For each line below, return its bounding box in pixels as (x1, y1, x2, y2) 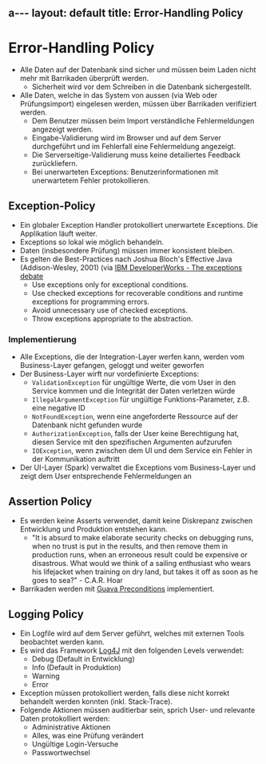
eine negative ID (31, 403, 85, 413)
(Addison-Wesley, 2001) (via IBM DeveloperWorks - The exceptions (19, 263, 242, 273)
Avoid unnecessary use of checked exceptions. (31, 305, 188, 315)
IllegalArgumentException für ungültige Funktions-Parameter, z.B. (31, 394, 250, 404)
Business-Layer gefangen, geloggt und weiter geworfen (19, 361, 204, 370)
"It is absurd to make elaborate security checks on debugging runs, (31, 533, 254, 543)
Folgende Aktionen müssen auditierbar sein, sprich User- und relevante (19, 705, 256, 715)
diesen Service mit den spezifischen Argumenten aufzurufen (31, 437, 232, 447)
